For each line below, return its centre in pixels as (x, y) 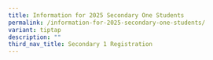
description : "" (35, 37)
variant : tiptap (35, 30)
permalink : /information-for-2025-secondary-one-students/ (107, 23)
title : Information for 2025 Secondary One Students (96, 15)
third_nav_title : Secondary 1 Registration (81, 44)
